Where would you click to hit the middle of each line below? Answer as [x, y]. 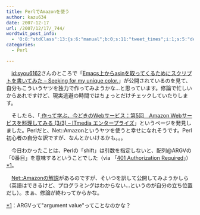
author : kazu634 [26, 17]
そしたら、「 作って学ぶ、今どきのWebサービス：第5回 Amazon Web [96, 115]
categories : [21, 45]
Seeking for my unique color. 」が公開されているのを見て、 [120, 80]
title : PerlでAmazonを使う [38, 12]
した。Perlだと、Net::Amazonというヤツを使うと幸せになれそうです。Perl [101, 130]
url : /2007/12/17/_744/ [36, 28]
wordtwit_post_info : [32, 34]
